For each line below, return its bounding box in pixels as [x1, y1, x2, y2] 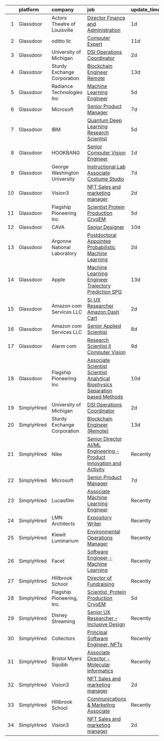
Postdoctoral [87, 232, 117, 238]
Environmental [87, 528, 121, 535]
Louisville [51, 27, 73, 33]
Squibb [51, 661, 68, 668]
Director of [87, 575, 112, 581]
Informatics [87, 667, 114, 674]
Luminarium [51, 537, 79, 544]
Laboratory [51, 250, 77, 257]
